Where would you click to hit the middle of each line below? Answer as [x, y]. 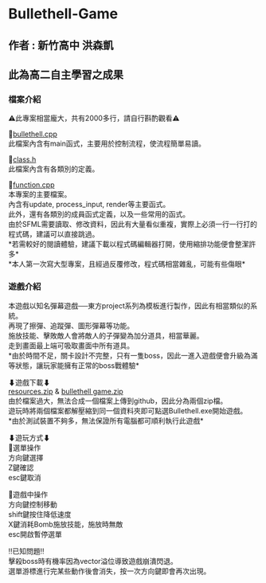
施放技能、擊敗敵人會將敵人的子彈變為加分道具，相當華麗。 [106, 335]
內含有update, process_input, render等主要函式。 [89, 205]
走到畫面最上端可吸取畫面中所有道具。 [71, 345]
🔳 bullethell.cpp [33, 134]
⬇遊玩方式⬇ [29, 437]
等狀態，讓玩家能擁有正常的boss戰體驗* [74, 365]
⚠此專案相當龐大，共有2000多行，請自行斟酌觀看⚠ [94, 118]
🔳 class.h [22, 159]
